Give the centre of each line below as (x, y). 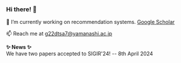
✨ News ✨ (19, 47)
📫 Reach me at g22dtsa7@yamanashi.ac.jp (59, 34)
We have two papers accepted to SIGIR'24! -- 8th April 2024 (80, 54)
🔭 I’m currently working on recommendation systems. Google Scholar (90, 22)
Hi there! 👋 (22, 9)
